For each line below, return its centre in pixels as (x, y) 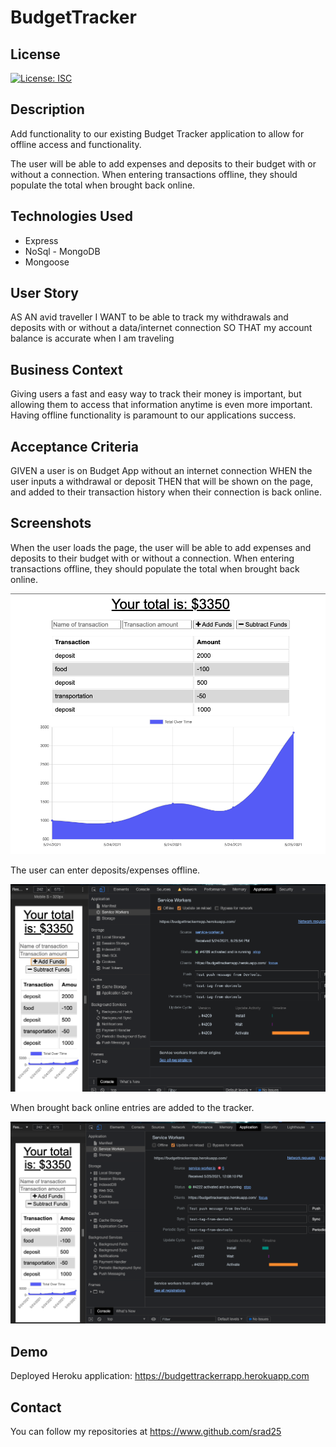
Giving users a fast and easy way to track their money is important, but (156, 394)
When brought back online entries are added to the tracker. (132, 1107)
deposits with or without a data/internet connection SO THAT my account (161, 328)
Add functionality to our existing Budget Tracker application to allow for (157, 133)
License (35, 54)
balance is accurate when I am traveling (92, 338)
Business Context (66, 369)
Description (47, 109)
